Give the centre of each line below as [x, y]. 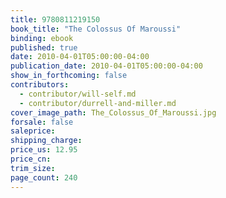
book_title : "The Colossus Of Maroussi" [96, 29]
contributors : [40, 85]
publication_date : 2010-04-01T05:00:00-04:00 [106, 66]
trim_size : [33, 168]
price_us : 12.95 [44, 150]
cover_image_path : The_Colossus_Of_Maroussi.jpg [113, 112]
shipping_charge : [46, 141]
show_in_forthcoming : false [69, 76]
